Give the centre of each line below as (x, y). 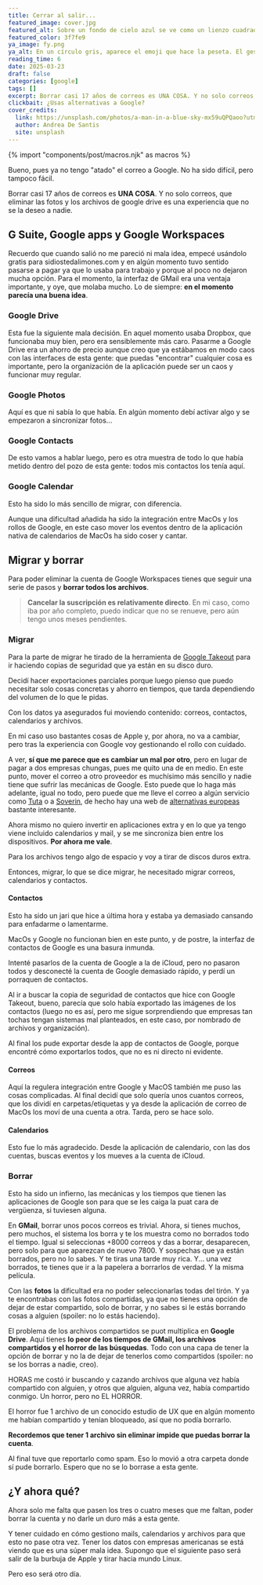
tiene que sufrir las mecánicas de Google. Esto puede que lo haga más (122, 784)
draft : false (29, 74)
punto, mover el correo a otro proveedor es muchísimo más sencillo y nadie (130, 776)
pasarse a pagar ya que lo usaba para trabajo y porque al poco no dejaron (128, 270)
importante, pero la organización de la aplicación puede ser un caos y (121, 366)
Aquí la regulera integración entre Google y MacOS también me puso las (124, 1087)
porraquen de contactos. (48, 979)
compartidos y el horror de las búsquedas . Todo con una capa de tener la (128, 1347)
